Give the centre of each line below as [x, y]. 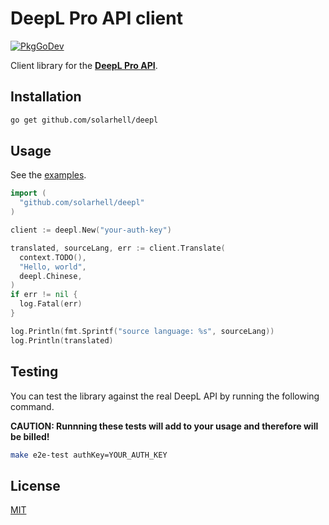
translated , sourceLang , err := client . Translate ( [118, 248]
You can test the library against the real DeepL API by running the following [165, 396]
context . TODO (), [53, 257]
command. [32, 406]
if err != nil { [44, 295]
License [35, 485]
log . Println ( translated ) [62, 340]
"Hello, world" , [53, 267]
